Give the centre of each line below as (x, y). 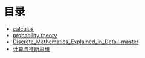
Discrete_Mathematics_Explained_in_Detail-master (76, 42)
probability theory (35, 35)
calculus (23, 29)
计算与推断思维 (31, 49)
